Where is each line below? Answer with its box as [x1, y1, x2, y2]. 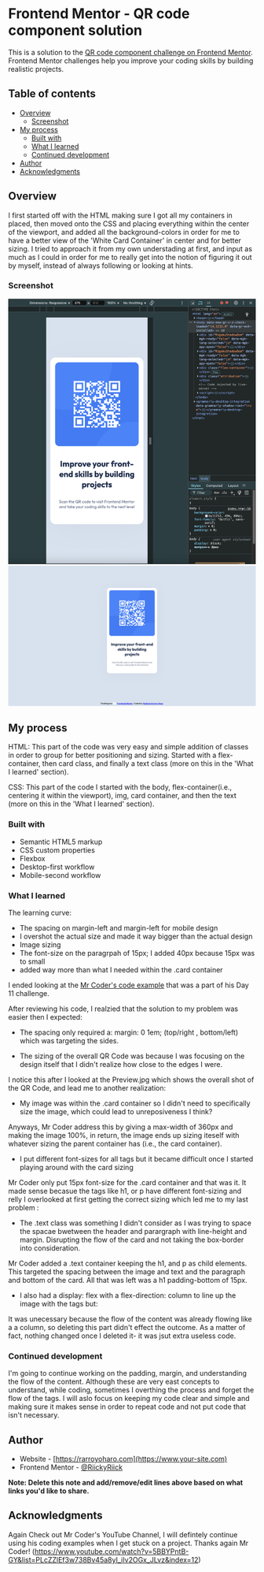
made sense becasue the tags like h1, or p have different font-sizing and [8, 1186, 242, 1195]
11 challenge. [8, 988, 49, 998]
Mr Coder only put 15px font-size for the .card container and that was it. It [8, 1177, 247, 1187]
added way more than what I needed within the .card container [19, 964, 223, 974]
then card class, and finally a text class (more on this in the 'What [42, 759, 254, 768]
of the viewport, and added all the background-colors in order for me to [8, 227, 240, 236]
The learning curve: [8, 908, 72, 917]
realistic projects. [8, 64, 64, 73]
